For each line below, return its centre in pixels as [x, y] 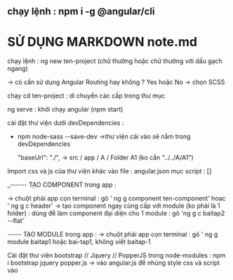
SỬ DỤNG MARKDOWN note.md [102, 42]
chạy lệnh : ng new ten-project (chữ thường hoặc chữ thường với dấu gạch [115, 61]
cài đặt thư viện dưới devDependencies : [66, 123]
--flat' [16, 221]
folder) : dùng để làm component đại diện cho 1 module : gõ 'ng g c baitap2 [116, 213]
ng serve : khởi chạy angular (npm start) [65, 109]
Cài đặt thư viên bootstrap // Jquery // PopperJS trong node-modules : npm [116, 255]
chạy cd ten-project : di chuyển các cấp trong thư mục [86, 96]
